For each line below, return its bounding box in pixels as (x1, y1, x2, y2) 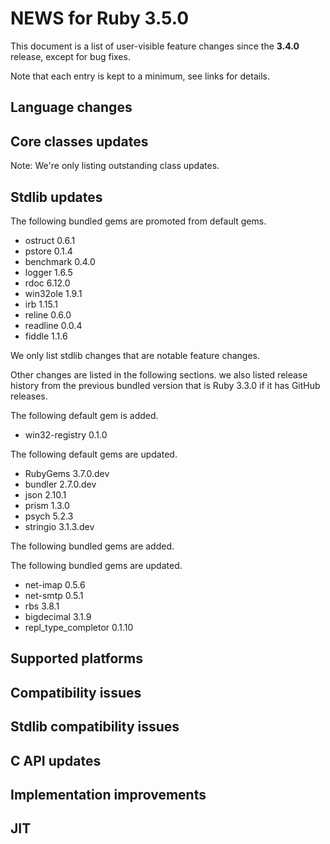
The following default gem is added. (10, 409, 159, 421)
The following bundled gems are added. (10, 540, 175, 552)
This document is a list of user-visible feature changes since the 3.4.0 (10, 40, 300, 52)
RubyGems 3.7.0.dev (24, 467, 110, 479)
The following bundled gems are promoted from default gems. (10, 215, 267, 227)
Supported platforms (10, 650, 143, 667)
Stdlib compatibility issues (10, 718, 180, 736)
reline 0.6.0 (24, 308, 72, 321)
